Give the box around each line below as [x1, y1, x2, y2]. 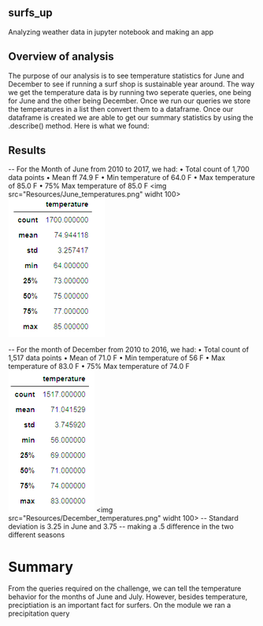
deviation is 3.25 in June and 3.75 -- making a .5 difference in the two [8, 522, 234, 532]
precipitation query [8, 609, 70, 618]
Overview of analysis [8, 50, 114, 64]
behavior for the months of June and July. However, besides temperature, [8, 592, 248, 602]
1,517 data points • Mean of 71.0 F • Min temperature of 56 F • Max [8, 353, 226, 363]
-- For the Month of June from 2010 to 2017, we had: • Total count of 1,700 [8, 164, 250, 174]
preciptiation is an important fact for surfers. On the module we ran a [8, 601, 232, 610]
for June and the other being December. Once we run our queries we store [8, 96, 250, 105]
